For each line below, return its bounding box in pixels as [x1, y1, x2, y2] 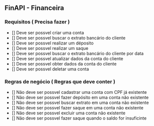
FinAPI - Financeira [4, 4, 64, 12]
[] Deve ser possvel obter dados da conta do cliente [11, 61, 117, 66]
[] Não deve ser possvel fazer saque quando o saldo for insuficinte [11, 115, 147, 121]
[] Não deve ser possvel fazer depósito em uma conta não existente [11, 94, 149, 100]
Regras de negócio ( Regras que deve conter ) [4, 78, 116, 85]
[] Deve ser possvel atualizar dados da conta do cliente [11, 56, 124, 62]
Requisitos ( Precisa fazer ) [4, 19, 70, 25]
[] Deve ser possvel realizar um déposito [11, 40, 94, 46]
